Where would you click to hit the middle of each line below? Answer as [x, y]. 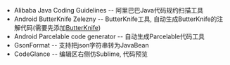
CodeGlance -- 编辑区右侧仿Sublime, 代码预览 [81, 54]
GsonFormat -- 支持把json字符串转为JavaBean [81, 45]
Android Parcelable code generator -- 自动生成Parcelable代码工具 [109, 36]
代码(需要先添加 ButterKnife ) [60, 28]
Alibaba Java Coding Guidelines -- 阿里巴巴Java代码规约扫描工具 [109, 10]
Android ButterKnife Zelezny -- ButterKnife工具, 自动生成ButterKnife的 [115, 19]
